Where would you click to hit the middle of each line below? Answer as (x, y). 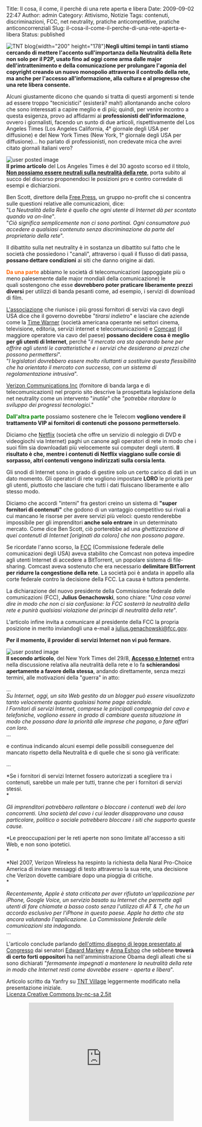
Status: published (43, 34)
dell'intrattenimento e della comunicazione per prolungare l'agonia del (96, 65)
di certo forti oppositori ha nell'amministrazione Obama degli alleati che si (99, 957)
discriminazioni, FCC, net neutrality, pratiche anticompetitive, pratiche (93, 21)
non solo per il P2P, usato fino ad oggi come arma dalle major (84, 59)
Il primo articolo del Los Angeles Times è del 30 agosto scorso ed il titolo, (98, 166)
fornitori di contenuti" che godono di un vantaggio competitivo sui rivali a (98, 510)
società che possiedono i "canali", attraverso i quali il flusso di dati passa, (97, 254)
